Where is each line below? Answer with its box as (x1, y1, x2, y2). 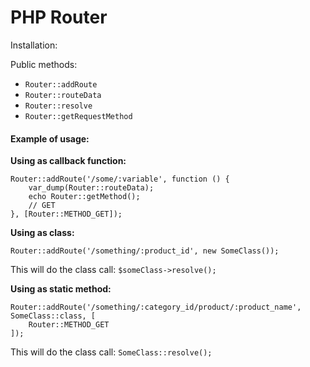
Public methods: (10, 58, 78, 70)
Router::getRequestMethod (24, 111, 133, 121)
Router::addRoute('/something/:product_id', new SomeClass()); (10, 246, 280, 256)
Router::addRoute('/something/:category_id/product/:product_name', (10, 302, 302, 313)
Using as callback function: (10, 155, 127, 167)
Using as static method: (10, 283, 112, 295)
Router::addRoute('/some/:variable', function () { (10, 174, 230, 185)
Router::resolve (24, 101, 93, 111)
